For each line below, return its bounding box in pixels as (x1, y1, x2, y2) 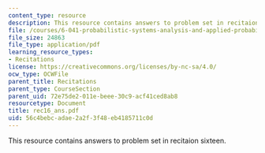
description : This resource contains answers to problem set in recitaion (8, 19, 259, 27)
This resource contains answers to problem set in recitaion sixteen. (8, 136, 226, 145)
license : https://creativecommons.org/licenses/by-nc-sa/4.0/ (8, 63, 217, 71)
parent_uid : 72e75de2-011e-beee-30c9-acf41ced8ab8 (8, 92, 178, 100)
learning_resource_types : (8, 48, 93, 56)
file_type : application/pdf (8, 41, 101, 49)
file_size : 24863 (8, 33, 65, 42)
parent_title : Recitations (8, 77, 97, 85)
